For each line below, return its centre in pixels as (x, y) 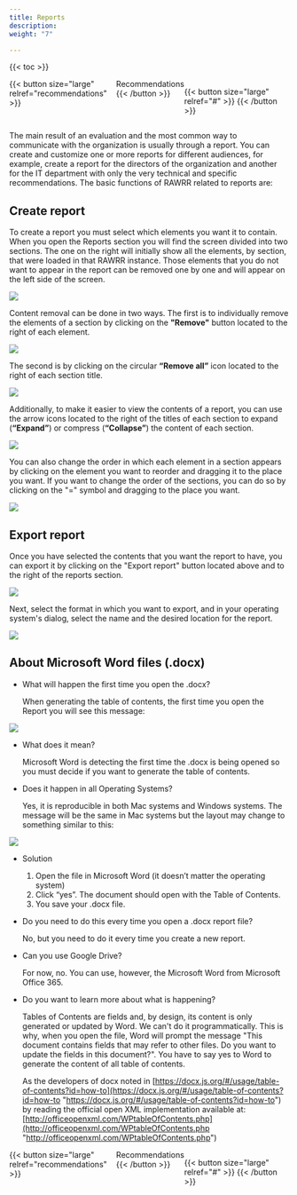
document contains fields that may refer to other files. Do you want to (149, 1045)
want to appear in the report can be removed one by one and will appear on (147, 270)
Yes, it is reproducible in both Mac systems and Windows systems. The (152, 805)
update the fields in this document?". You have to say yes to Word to (147, 1054)
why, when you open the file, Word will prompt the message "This (142, 1035)
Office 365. (43, 982)
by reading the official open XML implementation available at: (134, 1109)
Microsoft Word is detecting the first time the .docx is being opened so (151, 762)
